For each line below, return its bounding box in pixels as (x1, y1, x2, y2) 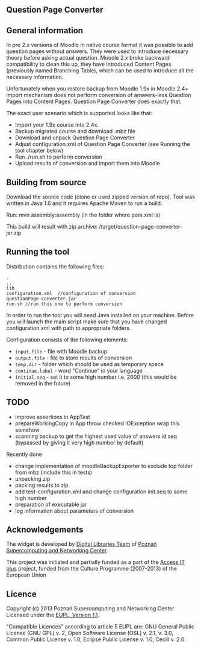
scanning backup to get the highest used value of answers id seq (14, 432, 178, 440)
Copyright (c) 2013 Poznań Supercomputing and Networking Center (6, 605, 175, 612)
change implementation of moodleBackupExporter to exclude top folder (14, 462, 193, 469)
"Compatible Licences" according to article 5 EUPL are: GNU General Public (6, 623, 194, 630)
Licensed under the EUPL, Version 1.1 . (6, 612, 99, 619)
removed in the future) (14, 379, 71, 387)
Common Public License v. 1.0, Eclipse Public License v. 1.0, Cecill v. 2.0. (6, 636, 187, 643)
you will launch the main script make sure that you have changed (6, 318, 167, 325)
